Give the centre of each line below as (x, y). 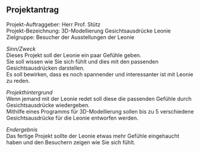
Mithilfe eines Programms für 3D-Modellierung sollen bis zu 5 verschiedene (100, 111)
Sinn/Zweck (21, 49)
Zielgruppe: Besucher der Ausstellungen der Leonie (70, 37)
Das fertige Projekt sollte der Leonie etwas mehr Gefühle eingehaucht (93, 136)
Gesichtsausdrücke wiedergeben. (48, 105)
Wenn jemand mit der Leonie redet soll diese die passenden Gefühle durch (99, 99)
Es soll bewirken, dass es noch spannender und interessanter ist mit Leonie (100, 74)
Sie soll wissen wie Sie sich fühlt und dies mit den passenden (82, 61)
